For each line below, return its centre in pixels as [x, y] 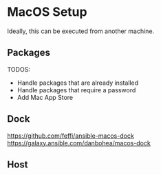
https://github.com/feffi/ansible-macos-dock [71, 136]
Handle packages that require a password [76, 90]
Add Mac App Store [45, 97]
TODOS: [19, 69]
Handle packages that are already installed [78, 83]
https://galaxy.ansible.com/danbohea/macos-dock [79, 143]
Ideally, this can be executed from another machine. [81, 31]
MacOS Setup [47, 12]
